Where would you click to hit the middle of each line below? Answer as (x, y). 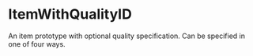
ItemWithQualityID (70, 14)
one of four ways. (37, 44)
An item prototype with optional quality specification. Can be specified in (126, 36)
